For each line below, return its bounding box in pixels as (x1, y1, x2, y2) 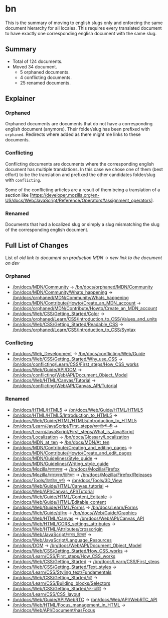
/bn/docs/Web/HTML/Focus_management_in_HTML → (12, 602, 126, 608)
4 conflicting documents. (20, 74, 72, 81)
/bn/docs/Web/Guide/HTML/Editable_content (12, 499, 106, 505)
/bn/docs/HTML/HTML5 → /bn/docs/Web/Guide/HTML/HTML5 (12, 407, 143, 413)
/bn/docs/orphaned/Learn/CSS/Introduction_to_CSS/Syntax (12, 327, 136, 333)
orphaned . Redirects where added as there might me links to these (5, 131, 141, 137)
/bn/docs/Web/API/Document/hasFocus (12, 607, 95, 613)
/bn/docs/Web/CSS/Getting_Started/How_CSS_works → (12, 548, 128, 554)
